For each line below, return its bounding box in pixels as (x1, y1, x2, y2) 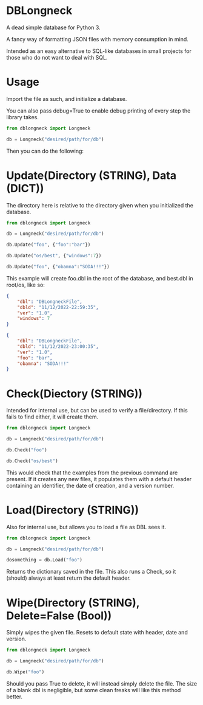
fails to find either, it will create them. (6, 413, 99, 420)
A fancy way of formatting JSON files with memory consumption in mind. (6, 35, 189, 43)
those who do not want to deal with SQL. (6, 54, 108, 61)
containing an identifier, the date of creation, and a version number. (6, 482, 175, 489)
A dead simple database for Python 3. (6, 24, 101, 31)
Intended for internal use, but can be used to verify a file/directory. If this (6, 407, 188, 414)
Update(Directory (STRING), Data (6, 168, 177, 182)
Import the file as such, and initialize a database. (6, 95, 127, 102)
